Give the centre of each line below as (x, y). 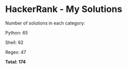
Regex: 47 (16, 52)
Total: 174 (16, 61)
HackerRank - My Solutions (64, 9)
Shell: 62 (14, 42)
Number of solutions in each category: (45, 23)
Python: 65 (17, 32)
